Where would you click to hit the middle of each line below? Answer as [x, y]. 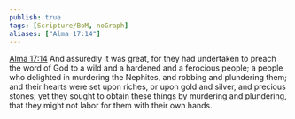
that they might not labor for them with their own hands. [111, 106]
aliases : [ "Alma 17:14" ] [55, 33]
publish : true [35, 17]
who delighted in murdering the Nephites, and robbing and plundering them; [148, 78]
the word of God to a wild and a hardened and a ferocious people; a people [146, 68]
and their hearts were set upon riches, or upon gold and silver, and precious [147, 87]
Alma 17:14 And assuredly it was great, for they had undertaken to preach [143, 59]
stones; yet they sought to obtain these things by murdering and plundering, [148, 96]
